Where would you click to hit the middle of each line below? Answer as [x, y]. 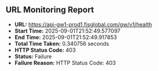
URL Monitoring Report [50, 10]
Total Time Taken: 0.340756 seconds [62, 43]
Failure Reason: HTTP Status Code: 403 [65, 63]
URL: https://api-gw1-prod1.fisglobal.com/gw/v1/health [83, 24]
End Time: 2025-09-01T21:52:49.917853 [66, 37]
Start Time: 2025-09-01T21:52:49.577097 [67, 31]
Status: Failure [33, 56]
